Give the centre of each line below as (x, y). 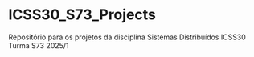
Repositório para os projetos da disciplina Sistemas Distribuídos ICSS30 (127, 37)
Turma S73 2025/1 (39, 45)
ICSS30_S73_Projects (82, 15)
